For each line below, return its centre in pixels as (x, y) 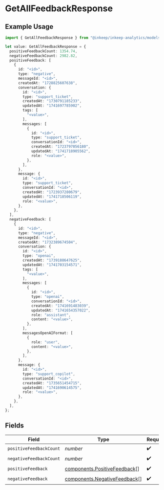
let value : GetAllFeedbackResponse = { (46, 46)
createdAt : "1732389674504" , (48, 242)
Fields (15, 426)
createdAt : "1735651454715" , (52, 383)
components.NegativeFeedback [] (103, 479)
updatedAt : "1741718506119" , (52, 197)
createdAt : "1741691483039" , (61, 306)
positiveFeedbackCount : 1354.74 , (43, 51)
